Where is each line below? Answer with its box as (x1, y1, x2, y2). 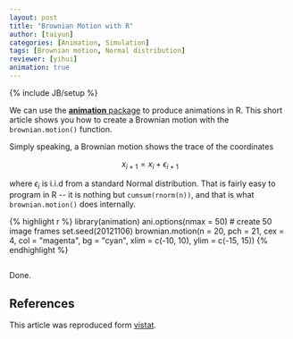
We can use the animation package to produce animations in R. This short (9, 105, 283, 115)
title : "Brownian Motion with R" (9, 21, 134, 30)
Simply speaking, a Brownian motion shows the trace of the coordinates (9, 140, 274, 152)
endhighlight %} (9, 245, 69, 256)
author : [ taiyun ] (9, 30, 74, 38)
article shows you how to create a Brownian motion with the (9, 114, 230, 125)
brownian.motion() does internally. (9, 199, 137, 210)
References (9, 296, 75, 311)
